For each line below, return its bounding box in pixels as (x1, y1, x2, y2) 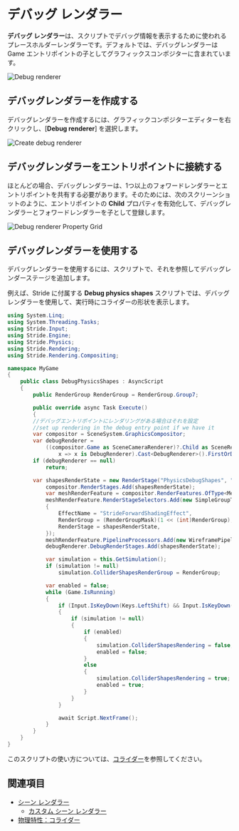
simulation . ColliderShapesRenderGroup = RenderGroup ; (58, 569, 221, 576)
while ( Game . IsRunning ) (45, 588, 116, 596)
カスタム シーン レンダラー (28, 807, 107, 815)
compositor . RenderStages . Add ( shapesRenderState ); (45, 483, 196, 491)
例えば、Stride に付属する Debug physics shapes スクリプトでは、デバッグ (7, 289, 230, 297)
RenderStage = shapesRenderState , (58, 523, 161, 530)
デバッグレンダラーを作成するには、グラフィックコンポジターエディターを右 (7, 115, 231, 123)
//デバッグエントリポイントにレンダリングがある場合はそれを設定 (33, 417, 198, 424)
